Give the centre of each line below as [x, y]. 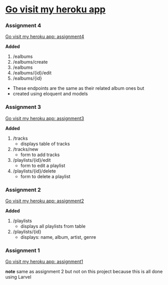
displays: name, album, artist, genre [58, 237]
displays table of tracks [45, 144]
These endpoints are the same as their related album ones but [79, 88]
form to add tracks [40, 155]
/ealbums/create [30, 62]
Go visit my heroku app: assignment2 [45, 201]
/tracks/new [25, 149]
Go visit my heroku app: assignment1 [44, 262]
